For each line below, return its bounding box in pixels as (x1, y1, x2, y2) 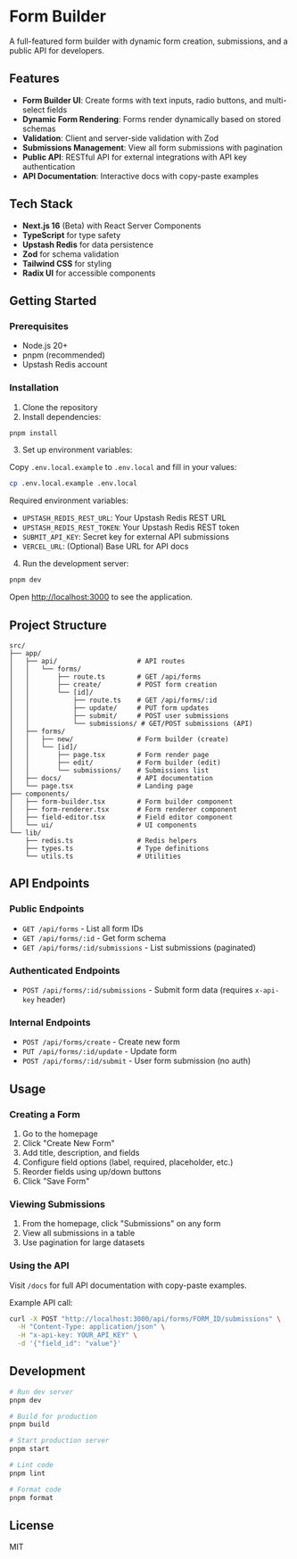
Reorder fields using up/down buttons (21, 1166, 162, 1176)
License (9, 1518, 54, 1533)
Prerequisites (9, 319, 69, 332)
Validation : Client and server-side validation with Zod (21, 132, 219, 144)
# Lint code (9, 1461, 54, 1470)
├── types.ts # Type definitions (25, 844, 210, 853)
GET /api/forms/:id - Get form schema (21, 932, 167, 943)
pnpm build (9, 1420, 50, 1429)
